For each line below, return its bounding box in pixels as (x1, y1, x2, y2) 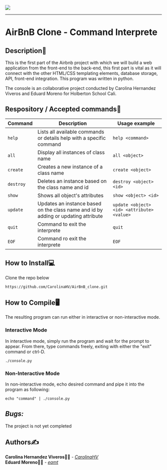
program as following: (5, 387, 50, 393)
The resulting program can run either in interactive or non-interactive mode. (5, 314, 161, 320)
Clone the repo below (5, 275, 50, 281)
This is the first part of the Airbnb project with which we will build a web (5, 60, 153, 65)
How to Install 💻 (5, 259, 56, 267)
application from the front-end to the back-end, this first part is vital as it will (5, 65, 162, 71)
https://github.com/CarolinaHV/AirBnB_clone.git (5, 284, 108, 289)
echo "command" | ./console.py (5, 396, 70, 402)
